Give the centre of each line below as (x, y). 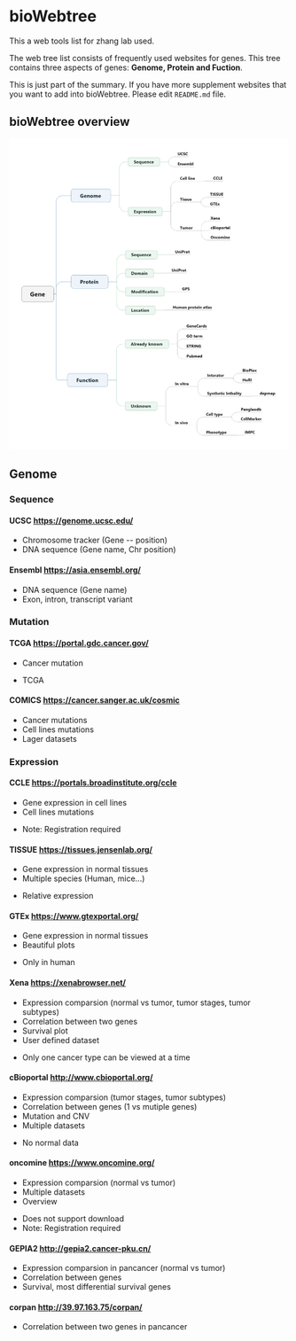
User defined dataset (61, 1040)
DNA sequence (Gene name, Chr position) (99, 550)
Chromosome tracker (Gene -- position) (95, 540)
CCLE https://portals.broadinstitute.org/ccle (93, 783)
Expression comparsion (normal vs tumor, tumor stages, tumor (136, 1002)
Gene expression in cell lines (74, 802)
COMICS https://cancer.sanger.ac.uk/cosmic (94, 700)
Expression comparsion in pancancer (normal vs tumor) (124, 1268)
